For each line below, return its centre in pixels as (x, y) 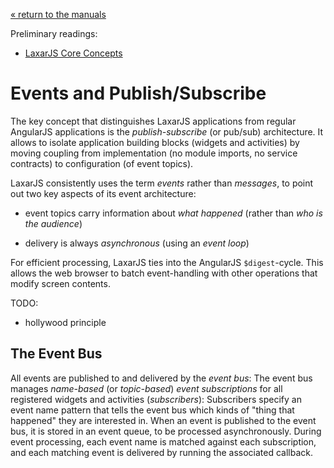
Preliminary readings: (54, 33)
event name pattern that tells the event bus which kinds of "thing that (152, 410)
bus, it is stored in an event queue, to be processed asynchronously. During (166, 431)
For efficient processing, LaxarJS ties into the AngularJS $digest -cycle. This (167, 262)
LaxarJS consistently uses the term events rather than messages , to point (162, 183)
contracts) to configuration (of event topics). (102, 163)
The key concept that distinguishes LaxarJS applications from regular (153, 121)
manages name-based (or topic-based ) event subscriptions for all (146, 388)
